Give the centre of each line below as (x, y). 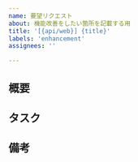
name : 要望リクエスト (41, 16)
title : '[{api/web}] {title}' (60, 31)
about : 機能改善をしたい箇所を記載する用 (70, 23)
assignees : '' (32, 46)
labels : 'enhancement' (47, 38)
